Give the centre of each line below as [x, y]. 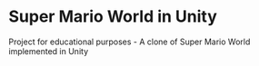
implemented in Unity [48, 51]
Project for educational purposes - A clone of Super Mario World [129, 42]
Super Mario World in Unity [113, 17]
